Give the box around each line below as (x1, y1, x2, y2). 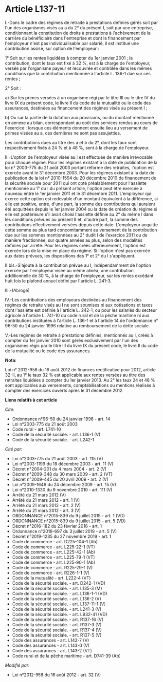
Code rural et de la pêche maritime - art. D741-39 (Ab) (12, 653, 121, 659)
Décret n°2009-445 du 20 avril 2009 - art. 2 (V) (12, 476, 109, 482)
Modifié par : (5, 662, 30, 668)
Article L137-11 (5, 3, 65, 15)
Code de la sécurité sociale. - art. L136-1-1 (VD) (12, 590, 108, 597)
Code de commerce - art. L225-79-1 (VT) (12, 554, 95, 560)
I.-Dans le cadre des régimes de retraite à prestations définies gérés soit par (5, 20, 158, 25)
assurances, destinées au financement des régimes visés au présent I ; (5, 105, 147, 111)
